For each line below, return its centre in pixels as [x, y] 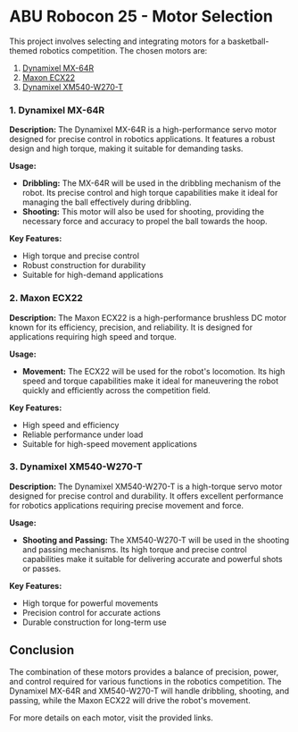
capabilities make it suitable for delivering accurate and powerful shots [152, 559]
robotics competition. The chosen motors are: [123, 50]
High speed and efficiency [70, 425]
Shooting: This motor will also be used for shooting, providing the [143, 212]
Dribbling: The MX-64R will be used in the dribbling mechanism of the [151, 183]
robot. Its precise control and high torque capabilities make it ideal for [150, 193]
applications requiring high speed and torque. [93, 336]
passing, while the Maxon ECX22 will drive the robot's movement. [130, 700]
